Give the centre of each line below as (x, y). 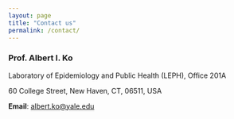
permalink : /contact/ (44, 30)
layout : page (30, 15)
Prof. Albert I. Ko (41, 58)
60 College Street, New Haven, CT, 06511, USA (85, 90)
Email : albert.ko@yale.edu (51, 106)
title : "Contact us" (43, 23)
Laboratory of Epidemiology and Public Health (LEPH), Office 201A (117, 75)
